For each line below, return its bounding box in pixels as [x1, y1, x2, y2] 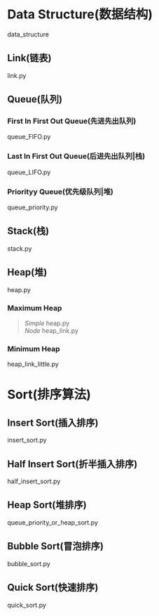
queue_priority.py [7, 203, 58, 211]
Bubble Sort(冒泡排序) [7, 540, 104, 552]
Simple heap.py [24, 319, 70, 327]
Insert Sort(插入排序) [7, 417, 99, 428]
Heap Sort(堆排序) [7, 499, 87, 511]
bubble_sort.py [7, 559, 50, 568]
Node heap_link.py [24, 326, 79, 334]
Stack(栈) [7, 225, 50, 237]
